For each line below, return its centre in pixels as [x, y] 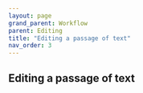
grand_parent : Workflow [48, 23]
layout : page [30, 16]
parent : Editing [35, 30]
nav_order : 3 [30, 46]
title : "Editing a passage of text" [69, 38]
